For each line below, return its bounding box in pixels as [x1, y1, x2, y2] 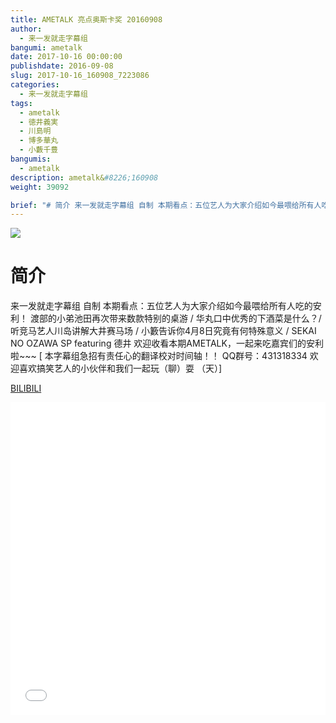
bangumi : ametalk [10, 42, 83, 53]
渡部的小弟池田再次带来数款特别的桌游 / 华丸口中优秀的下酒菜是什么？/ [29, 312, 322, 325]
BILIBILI [10, 382, 42, 395]
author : [10, 24, 43, 34]
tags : [10, 98, 33, 108]
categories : [10, 80, 60, 90]
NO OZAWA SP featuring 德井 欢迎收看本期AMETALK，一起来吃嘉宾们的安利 [10, 337, 324, 350]
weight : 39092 [10, 182, 70, 192]
